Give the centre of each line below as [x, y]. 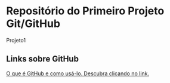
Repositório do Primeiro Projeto [85, 11]
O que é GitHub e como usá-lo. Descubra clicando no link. [78, 73]
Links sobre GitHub [43, 59]
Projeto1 [16, 40]
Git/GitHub [33, 24]
